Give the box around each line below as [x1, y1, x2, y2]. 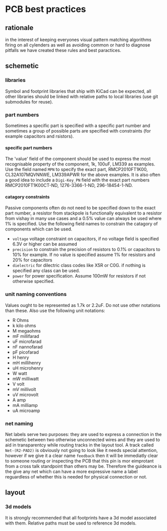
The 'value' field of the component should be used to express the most [5, 156, 151, 162]
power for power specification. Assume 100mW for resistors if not [12, 273, 146, 279]
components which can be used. [5, 226, 72, 232]
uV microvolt [12, 391, 39, 397]
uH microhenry [12, 365, 43, 371]
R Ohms [12, 317, 29, 323]
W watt [12, 370, 27, 376]
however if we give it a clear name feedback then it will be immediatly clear [5, 452, 159, 458]
